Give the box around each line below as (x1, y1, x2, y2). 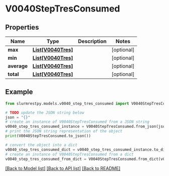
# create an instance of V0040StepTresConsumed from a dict (5, 151, 134, 157)
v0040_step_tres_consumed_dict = (5, 147, 75, 152)
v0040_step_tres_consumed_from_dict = (5, 156, 87, 161)
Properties (5, 23, 39, 32)
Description (77, 38, 107, 45)
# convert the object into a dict (5, 142, 78, 147)
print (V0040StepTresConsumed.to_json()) (5, 133, 92, 138)
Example (5, 88, 33, 96)
